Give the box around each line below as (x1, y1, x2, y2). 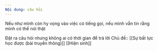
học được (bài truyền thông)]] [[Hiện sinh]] (5, 40, 92, 46)
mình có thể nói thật (5, 25, 46, 32)
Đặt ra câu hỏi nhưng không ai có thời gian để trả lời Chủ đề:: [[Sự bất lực (5, 35, 154, 41)
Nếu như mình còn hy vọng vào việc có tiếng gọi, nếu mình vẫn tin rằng (5, 20, 150, 26)
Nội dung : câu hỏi (5, 7, 43, 12)
